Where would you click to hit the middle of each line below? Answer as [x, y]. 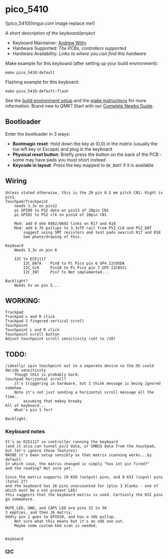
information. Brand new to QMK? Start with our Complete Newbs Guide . [79, 106]
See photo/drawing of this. [53, 237]
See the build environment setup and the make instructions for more [76, 100]
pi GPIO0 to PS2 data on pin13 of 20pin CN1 [62, 210]
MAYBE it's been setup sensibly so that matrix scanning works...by [78, 455]
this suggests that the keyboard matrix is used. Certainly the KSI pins [84, 495]
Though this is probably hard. [47, 375]
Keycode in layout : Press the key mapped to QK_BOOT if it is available [83, 165]
